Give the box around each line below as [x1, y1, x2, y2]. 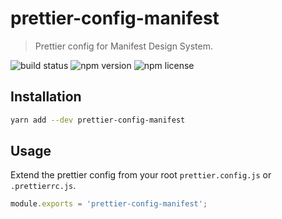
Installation [10, 88, 82, 106]
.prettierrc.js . [10, 180, 77, 192]
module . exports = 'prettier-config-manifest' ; [10, 199, 208, 209]
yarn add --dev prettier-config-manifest [10, 115, 186, 125]
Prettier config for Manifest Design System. [34, 40, 213, 52]
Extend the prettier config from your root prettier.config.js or [10, 169, 272, 181]
